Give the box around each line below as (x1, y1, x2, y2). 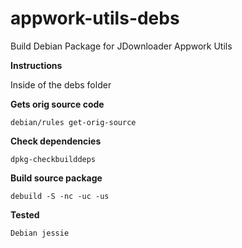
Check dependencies (10, 135, 102, 147)
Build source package (10, 172, 103, 184)
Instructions (10, 59, 63, 71)
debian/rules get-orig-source (10, 117, 137, 127)
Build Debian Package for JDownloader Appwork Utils (10, 40, 233, 52)
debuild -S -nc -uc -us (10, 191, 110, 201)
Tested (10, 208, 40, 221)
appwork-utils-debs (10, 7, 180, 30)
